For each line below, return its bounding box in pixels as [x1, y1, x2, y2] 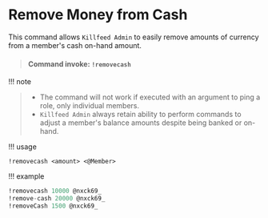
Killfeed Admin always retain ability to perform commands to [39, 110, 242, 119]
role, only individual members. [39, 101, 140, 111]
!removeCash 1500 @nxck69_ [8, 202, 98, 210]
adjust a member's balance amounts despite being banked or [39, 118, 242, 127]
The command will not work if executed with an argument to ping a [39, 92, 261, 102]
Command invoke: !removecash [27, 59, 132, 69]
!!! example [8, 172, 45, 181]
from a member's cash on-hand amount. [8, 40, 142, 50]
